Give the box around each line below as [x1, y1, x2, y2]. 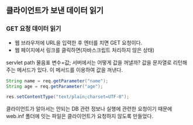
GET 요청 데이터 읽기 [6, 25, 61, 33]
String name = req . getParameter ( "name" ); [6, 78, 109, 84]
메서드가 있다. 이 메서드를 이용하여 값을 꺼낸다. [16, 66, 123, 73]
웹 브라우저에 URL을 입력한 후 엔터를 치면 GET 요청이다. [14, 39, 143, 46]
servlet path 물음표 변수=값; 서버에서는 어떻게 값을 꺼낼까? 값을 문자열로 [6, 59, 172, 66]
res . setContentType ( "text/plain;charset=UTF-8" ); [6, 94, 130, 100]
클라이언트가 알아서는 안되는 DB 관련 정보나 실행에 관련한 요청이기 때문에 [6, 105, 173, 113]
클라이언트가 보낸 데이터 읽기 [6, 5, 104, 16]
